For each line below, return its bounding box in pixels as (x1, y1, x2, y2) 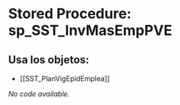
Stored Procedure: (8, 5, 132, 23)
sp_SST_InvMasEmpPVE (8, 21, 173, 39)
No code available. (8, 89, 70, 99)
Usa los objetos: (8, 53, 90, 66)
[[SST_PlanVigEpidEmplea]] (19, 74, 110, 83)
